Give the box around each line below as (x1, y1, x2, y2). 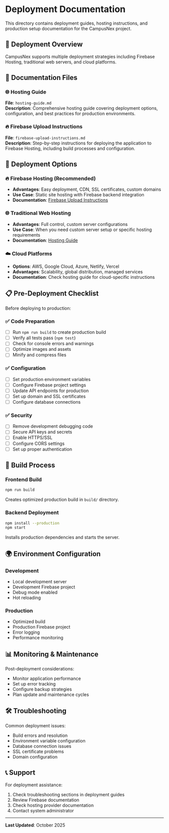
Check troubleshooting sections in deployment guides (12, 791, 125, 797)
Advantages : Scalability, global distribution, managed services (12, 269, 143, 275)
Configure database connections (12, 399, 81, 405)
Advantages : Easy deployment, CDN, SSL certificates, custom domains (12, 186, 161, 192)
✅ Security (5, 412, 33, 419)
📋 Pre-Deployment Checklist (5, 289, 99, 298)
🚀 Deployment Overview (5, 40, 83, 49)
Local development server (12, 578, 67, 584)
